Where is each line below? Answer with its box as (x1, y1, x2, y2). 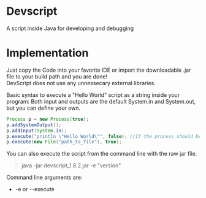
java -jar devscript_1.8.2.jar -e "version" (21, 162, 121, 169)
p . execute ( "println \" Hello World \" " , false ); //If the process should (6, 133, 193, 139)
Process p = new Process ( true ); (6, 116, 89, 122)
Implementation (6, 46, 89, 60)
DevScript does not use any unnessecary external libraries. (6, 79, 156, 86)
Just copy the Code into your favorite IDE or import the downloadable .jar (6, 66, 191, 74)
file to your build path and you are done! (6, 72, 108, 80)
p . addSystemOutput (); (6, 121, 62, 128)
